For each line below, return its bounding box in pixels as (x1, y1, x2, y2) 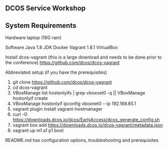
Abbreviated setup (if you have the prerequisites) (5, 69, 107, 75)
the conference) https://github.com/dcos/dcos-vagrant (5, 60, 120, 66)
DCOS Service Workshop (5, 4, 86, 13)
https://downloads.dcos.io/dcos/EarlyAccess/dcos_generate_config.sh (12, 117, 160, 123)
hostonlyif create (12, 95, 48, 102)
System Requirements (5, 21, 77, 30)
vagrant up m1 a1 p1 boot (12, 127, 64, 133)
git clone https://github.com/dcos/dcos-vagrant (12, 79, 112, 85)
